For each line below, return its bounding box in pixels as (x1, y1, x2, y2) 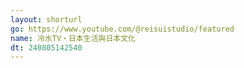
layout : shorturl (10, 14, 83, 25)
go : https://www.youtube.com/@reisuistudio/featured (10, 24, 235, 34)
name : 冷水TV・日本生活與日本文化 (10, 33, 136, 43)
